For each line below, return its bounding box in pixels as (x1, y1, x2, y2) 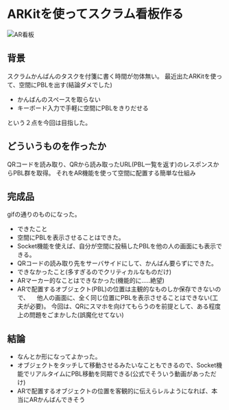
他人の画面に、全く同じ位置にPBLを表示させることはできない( (36, 294, 213, 302)
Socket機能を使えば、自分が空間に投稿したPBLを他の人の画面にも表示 (16, 242, 217, 250)
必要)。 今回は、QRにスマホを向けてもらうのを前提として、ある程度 (29, 302, 221, 310)
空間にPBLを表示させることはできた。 (16, 233, 125, 241)
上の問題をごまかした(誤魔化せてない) (16, 311, 125, 319)
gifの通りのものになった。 (7, 211, 81, 219)
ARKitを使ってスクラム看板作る (7, 6, 184, 22)
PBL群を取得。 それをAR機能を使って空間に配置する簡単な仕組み (12, 169, 196, 177)
